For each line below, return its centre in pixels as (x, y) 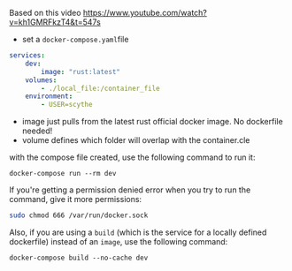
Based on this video (45, 13)
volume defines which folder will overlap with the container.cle (136, 140)
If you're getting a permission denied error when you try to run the (130, 190)
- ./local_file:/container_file (101, 88)
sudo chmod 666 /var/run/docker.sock (79, 215)
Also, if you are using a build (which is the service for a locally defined (138, 232)
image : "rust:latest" (81, 72)
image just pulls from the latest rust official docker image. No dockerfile (152, 122)
